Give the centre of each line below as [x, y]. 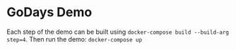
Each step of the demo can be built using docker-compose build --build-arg [118, 32]
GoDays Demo [49, 12]
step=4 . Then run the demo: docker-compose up [75, 39]
